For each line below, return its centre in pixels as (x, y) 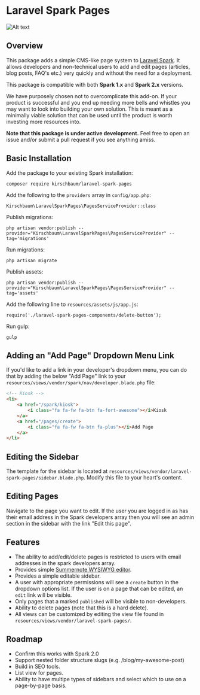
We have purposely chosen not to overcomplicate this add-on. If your (92, 96)
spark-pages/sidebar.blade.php (45, 478)
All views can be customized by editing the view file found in (89, 614)
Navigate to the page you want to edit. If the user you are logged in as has (97, 511)
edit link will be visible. (43, 595)
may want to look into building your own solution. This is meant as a (90, 109)
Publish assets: (25, 271)
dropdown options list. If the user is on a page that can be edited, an (99, 588)
